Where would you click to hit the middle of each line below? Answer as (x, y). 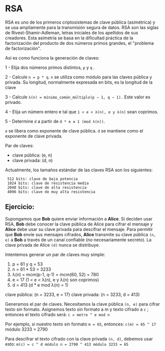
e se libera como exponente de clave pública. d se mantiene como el (74, 130)
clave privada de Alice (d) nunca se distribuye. (53, 245)
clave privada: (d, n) (32, 160)
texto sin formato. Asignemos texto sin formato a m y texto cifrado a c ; (77, 309)
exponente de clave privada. (34, 136)
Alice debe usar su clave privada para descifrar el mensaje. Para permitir (79, 229)
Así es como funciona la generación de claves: (52, 58)
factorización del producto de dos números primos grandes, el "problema (80, 43)
